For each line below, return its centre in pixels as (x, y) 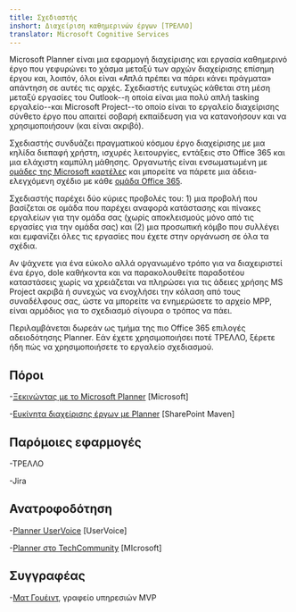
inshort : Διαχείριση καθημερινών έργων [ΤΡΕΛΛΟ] (101, 26)
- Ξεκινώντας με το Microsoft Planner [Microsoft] (99, 397)
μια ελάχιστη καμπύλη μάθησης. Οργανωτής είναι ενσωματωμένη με (138, 163)
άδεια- (245, 172)
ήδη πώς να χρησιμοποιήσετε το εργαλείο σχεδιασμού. (111, 347)
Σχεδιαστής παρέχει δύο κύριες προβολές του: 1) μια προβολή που (134, 198)
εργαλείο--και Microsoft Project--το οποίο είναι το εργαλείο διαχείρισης (144, 107)
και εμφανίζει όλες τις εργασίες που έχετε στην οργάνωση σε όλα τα (139, 237)
